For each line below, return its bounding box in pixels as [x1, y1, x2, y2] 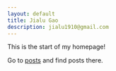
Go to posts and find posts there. [7, 56, 104, 65]
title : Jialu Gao [7, 17, 59, 24]
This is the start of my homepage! [7, 43, 106, 51]
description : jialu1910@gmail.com [7, 23, 110, 30]
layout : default [7, 10, 55, 18]
